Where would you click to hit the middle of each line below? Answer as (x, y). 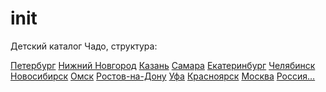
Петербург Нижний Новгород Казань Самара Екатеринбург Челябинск (163, 65)
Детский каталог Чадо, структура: (84, 46)
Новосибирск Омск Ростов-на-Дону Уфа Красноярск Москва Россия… (163, 76)
